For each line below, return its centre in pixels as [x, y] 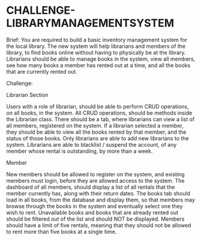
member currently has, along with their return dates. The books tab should [98, 193]
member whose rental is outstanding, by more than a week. [79, 151]
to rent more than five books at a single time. [61, 231]
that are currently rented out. [42, 71]
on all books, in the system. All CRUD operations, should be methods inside [99, 113]
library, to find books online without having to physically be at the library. [96, 52]
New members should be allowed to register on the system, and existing [95, 174]
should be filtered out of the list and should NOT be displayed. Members [95, 219]
